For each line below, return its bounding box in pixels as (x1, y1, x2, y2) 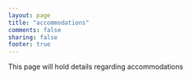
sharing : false (8, 33, 58, 41)
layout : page (8, 11, 51, 20)
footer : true (8, 41, 51, 48)
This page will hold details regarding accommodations (8, 62, 183, 71)
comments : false (8, 26, 61, 34)
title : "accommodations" (8, 19, 90, 27)
